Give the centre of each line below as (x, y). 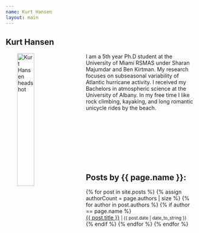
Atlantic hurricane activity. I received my (136, 82)
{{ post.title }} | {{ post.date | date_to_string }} (136, 218)
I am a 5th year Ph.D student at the (129, 57)
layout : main (22, 18)
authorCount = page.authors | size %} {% (138, 199)
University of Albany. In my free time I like (138, 95)
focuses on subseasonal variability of (133, 76)
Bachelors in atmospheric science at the (136, 89)
